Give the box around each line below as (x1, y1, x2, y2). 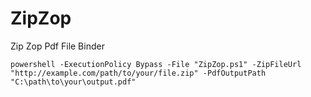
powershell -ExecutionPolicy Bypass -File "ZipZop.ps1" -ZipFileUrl (10, 59, 302, 69)
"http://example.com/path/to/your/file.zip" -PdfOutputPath (10, 68, 267, 78)
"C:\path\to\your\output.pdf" (10, 77, 137, 87)
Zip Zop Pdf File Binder (10, 40, 105, 52)
